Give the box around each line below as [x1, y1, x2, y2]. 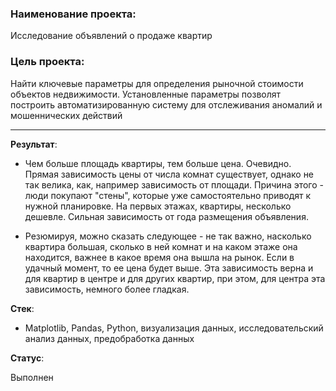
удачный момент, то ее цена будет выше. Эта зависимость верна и [24, 262, 314, 274]
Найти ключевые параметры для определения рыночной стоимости [10, 77, 304, 89]
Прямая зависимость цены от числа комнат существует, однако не [24, 168, 315, 180]
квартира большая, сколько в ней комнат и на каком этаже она [24, 240, 298, 252]
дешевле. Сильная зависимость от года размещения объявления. [24, 210, 309, 222]
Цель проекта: [10, 55, 85, 69]
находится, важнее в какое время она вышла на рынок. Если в [24, 251, 295, 263]
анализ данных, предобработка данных [24, 332, 195, 344]
